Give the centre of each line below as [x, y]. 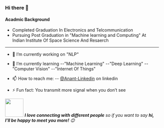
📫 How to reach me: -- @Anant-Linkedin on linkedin [65, 79]
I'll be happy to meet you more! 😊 [40, 120]
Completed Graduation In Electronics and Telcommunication [72, 30]
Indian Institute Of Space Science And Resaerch [60, 40]
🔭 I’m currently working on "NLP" [45, 54]
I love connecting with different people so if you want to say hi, [89, 115]
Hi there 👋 [17, 8]
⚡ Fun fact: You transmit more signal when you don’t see [69, 90]
